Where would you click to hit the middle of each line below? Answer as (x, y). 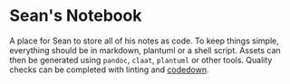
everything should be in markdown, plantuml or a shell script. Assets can (145, 50)
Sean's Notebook (76, 16)
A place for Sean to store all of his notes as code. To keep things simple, (144, 41)
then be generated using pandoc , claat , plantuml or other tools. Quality (141, 60)
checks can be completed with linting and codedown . (109, 70)
